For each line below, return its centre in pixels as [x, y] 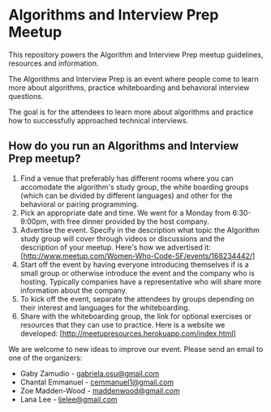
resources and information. [54, 63]
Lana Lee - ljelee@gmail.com [69, 399]
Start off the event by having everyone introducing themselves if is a [134, 264]
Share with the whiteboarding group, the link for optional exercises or [136, 316]
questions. [26, 96]
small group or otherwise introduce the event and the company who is [138, 273]
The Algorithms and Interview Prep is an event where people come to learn [133, 79]
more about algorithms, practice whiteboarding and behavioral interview [129, 88]
